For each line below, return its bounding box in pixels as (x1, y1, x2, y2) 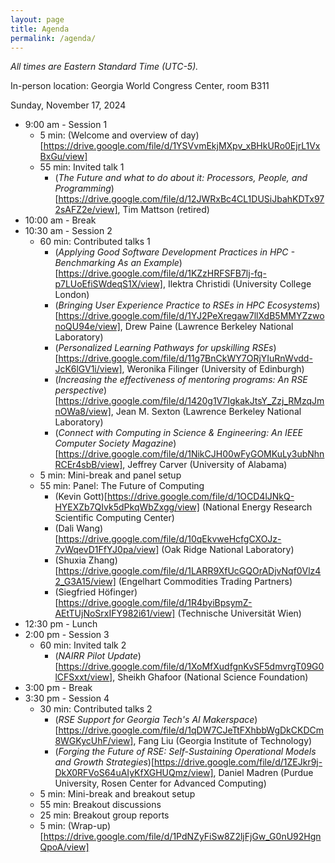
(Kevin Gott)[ (54, 491, 108, 503)
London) (54, 289, 90, 301)
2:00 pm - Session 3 (24, 629, 110, 641)
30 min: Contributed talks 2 (39, 703, 153, 715)
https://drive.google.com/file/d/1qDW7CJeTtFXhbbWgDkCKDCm (58, 724, 324, 736)
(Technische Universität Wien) (177, 607, 302, 620)
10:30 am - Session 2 (24, 225, 113, 237)
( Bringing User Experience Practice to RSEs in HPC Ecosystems (54, 299, 318, 311)
